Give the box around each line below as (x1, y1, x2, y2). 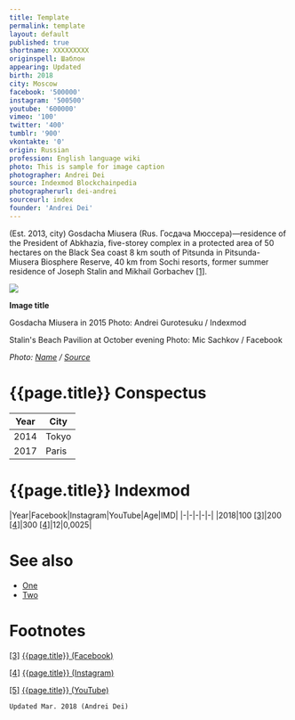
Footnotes (9, 620, 86, 641)
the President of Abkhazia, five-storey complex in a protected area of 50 (9, 237, 275, 248)
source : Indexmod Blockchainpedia (9, 179, 138, 188)
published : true (9, 37, 69, 47)
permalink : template (9, 21, 86, 30)
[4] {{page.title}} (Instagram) (9, 667, 115, 678)
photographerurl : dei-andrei (9, 187, 117, 196)
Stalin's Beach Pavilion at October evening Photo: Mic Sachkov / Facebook (9, 334, 283, 345)
